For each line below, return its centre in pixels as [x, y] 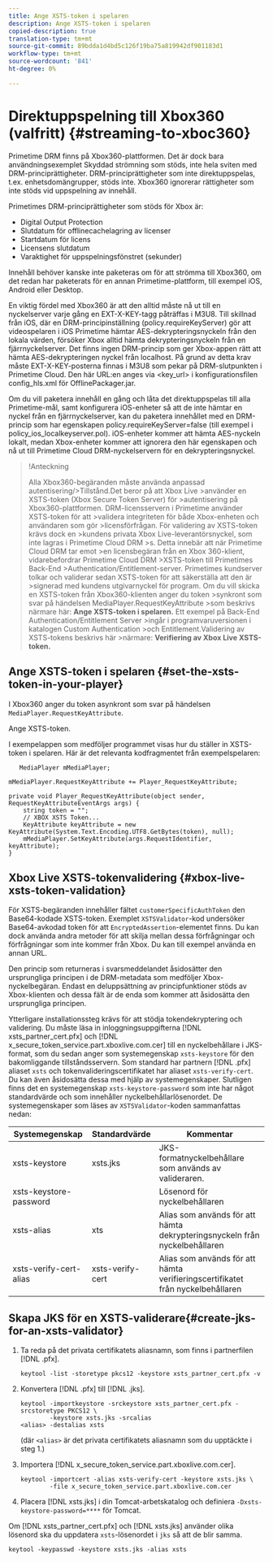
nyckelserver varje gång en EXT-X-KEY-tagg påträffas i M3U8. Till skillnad [132, 314]
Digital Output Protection [61, 222]
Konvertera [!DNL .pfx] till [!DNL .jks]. [82, 1389]
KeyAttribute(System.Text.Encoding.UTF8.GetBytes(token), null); [121, 831]
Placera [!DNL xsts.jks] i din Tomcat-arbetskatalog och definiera [128, 1502]
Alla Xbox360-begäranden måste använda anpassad [117, 482]
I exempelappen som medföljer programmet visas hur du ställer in [119, 744]
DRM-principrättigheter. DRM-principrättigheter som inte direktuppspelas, [132, 173]
